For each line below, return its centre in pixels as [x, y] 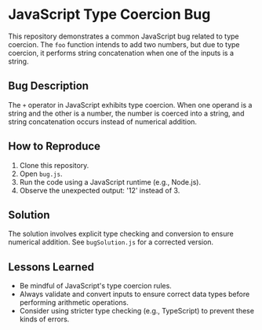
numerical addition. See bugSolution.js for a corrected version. [111, 242]
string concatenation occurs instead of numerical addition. [103, 121]
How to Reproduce [54, 147]
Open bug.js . [41, 174]
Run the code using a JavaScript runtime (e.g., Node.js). [110, 181]
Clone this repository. [54, 165]
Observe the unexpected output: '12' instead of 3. [100, 190]
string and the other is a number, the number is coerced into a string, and [126, 113]
